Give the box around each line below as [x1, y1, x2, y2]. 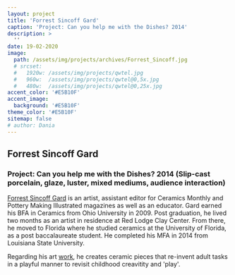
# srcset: [13, 63, 42, 70]
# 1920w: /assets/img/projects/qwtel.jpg [13, 69, 143, 76]
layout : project [7, 10, 55, 18]
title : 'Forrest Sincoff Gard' [7, 17, 100, 24]
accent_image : [7, 96, 49, 103]
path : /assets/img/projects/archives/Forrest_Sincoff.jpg [13, 56, 188, 63]
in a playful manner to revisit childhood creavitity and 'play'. [7, 260, 181, 269]
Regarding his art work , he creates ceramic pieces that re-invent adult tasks [7, 252, 228, 261]
